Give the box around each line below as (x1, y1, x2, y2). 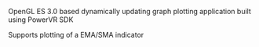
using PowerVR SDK (8, 15, 74, 24)
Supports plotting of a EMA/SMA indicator (8, 31, 144, 39)
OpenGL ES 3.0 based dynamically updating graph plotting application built (8, 7, 251, 16)
